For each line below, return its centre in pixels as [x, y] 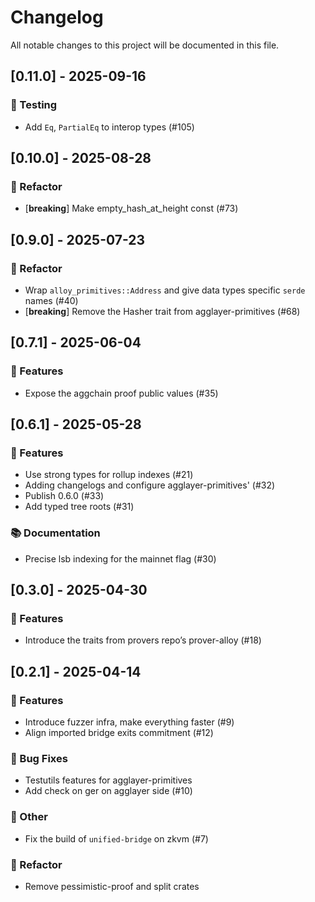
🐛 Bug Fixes [39, 758]
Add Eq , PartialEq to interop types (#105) [109, 127]
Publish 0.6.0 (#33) [64, 496]
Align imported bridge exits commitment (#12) [119, 733]
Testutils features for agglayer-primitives [108, 780]
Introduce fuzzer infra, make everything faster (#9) [129, 722]
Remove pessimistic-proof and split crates [112, 886]
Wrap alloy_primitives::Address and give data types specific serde [165, 290]
